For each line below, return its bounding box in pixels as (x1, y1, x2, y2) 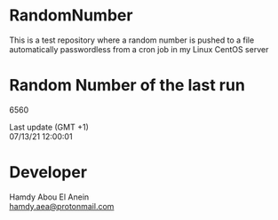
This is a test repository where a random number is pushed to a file (9, 35, 255, 45)
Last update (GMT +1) (9, 122, 89, 132)
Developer (9, 162, 87, 183)
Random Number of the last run (9, 75, 246, 96)
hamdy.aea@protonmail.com (9, 200, 115, 211)
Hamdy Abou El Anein (9, 192, 90, 202)
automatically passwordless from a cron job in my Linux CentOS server (9, 43, 269, 54)
